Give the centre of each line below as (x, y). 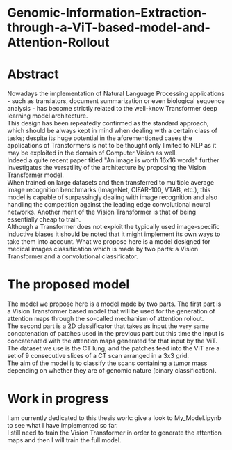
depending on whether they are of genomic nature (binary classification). (112, 371)
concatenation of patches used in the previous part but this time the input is (116, 334)
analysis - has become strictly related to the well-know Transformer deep (112, 109)
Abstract (33, 74)
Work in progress (58, 399)
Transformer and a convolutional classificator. (73, 256)
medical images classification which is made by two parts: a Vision (103, 249)
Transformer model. (36, 175)
